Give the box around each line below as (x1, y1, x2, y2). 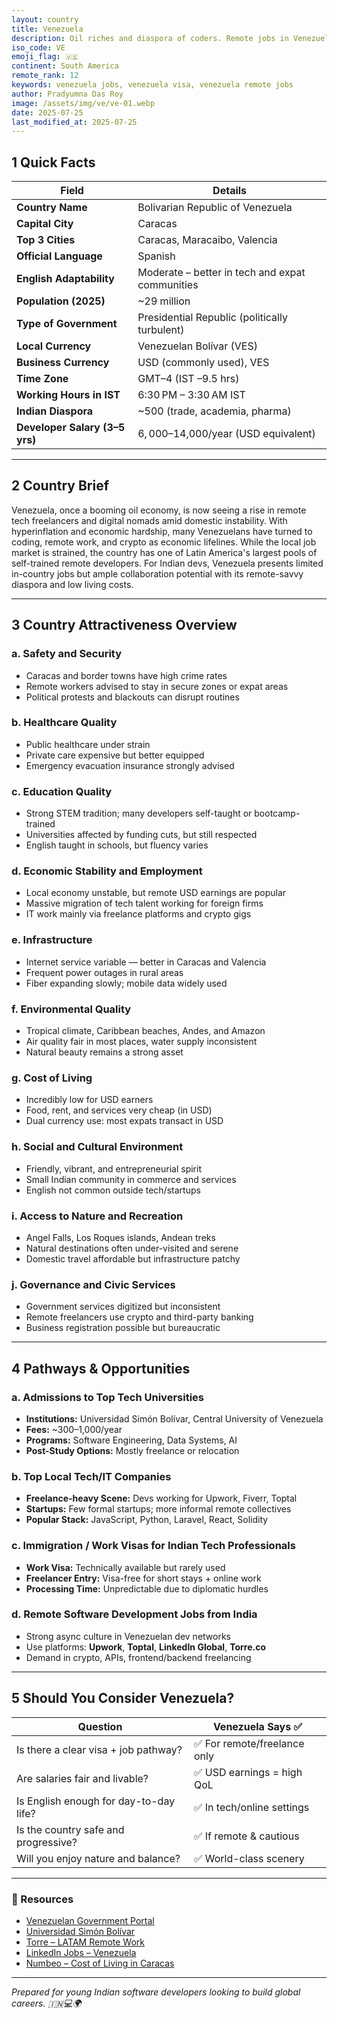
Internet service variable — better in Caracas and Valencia (25, 956, 267, 968)
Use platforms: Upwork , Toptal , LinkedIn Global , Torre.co (25, 1641, 266, 1653)
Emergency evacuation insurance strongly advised (25, 759, 235, 771)
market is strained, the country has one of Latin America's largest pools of (11, 546, 318, 558)
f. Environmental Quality (11, 1002, 132, 1016)
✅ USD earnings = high (193, 1765, 303, 1779)
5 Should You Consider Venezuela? (11, 1690, 235, 1707)
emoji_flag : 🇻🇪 (11, 52, 79, 62)
